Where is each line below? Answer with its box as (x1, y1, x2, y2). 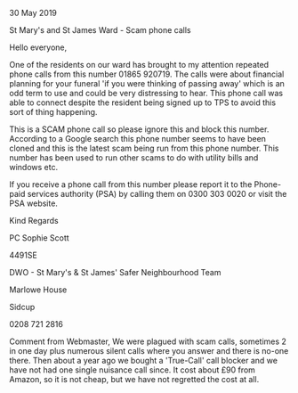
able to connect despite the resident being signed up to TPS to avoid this (9, 97, 277, 108)
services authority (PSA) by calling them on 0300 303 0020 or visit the (27, 189, 287, 199)
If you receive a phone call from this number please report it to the (9, 179, 253, 190)
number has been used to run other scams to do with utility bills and (9, 152, 259, 163)
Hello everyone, (9, 42, 68, 53)
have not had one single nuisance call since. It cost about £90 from (9, 364, 256, 375)
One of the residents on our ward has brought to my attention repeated (9, 60, 270, 70)
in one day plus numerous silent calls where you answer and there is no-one (9, 346, 289, 356)
